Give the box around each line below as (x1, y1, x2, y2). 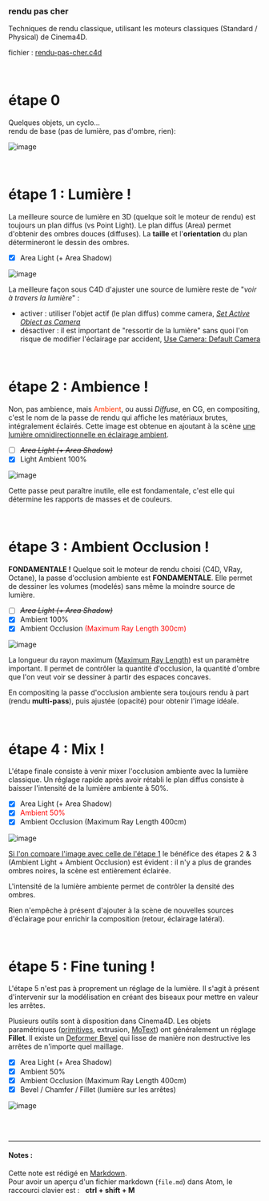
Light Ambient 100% (19, 454, 87, 464)
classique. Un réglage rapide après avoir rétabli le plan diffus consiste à (8, 775, 244, 784)
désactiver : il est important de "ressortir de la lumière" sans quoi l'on (19, 326, 249, 336)
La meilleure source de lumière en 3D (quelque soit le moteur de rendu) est (8, 212, 256, 222)
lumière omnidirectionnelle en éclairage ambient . (8, 430, 170, 440)
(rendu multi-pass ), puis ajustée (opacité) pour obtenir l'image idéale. (8, 696, 239, 706)
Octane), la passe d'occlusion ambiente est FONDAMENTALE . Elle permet (8, 573, 253, 582)
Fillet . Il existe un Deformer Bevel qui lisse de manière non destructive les (8, 1034, 251, 1043)
